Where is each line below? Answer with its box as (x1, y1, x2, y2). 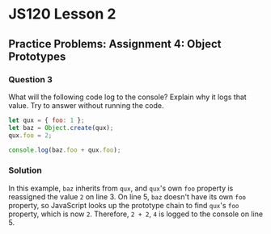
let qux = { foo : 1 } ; (8, 116, 85, 124)
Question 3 (8, 73, 53, 85)
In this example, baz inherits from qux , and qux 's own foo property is (8, 183, 234, 193)
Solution (8, 165, 43, 176)
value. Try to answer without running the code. (8, 100, 164, 110)
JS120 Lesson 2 (8, 5, 116, 23)
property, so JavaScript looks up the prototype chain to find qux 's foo (8, 200, 239, 210)
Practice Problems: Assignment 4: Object (8, 37, 222, 51)
